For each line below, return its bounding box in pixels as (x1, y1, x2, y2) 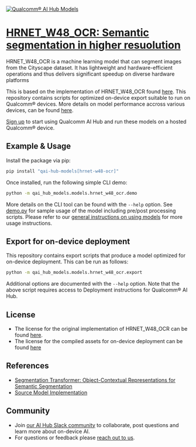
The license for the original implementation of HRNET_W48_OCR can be (14, 326, 188, 332)
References (6, 361, 49, 371)
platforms (6, 76, 29, 83)
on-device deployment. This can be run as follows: (6, 258, 129, 265)
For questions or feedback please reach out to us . (14, 434, 135, 441)
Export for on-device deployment (6, 236, 130, 246)
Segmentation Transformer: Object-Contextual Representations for (14, 376, 176, 384)
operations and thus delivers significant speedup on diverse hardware (6, 70, 175, 77)
